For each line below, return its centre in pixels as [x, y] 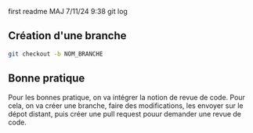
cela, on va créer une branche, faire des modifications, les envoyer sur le [126, 106]
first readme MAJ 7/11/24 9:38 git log [68, 11]
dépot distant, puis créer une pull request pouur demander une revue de [125, 113]
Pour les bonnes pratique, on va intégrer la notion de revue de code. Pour [127, 97]
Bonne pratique [47, 79]
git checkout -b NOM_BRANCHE [56, 54]
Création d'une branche [67, 36]
